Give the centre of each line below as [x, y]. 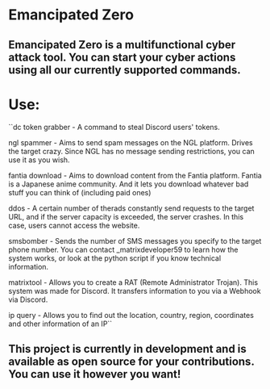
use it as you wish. [39, 160]
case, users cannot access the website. [74, 225]
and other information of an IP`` [60, 324]
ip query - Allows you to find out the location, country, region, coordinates [131, 315]
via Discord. [28, 299]
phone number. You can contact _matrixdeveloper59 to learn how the [123, 249]
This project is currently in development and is [128, 349]
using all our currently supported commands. [125, 70]
